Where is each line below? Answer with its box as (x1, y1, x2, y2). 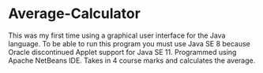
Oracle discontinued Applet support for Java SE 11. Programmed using (8, 47, 237, 57)
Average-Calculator (8, 5, 141, 23)
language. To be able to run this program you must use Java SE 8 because (8, 38, 251, 48)
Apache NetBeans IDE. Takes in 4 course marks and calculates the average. (8, 56, 256, 65)
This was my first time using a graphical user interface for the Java (8, 31, 226, 40)
